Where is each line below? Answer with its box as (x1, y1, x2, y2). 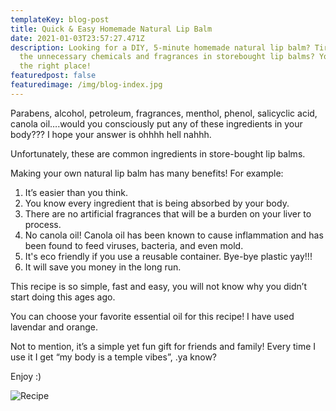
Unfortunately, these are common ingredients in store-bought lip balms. (10, 147, 306, 160)
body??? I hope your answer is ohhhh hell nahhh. (10, 128, 212, 140)
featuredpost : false (10, 71, 97, 81)
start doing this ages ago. (10, 291, 116, 303)
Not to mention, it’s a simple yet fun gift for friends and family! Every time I (10, 340, 317, 352)
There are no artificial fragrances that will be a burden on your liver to (24, 207, 312, 220)
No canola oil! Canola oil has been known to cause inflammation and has (24, 229, 324, 241)
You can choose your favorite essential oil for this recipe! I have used (10, 310, 295, 322)
